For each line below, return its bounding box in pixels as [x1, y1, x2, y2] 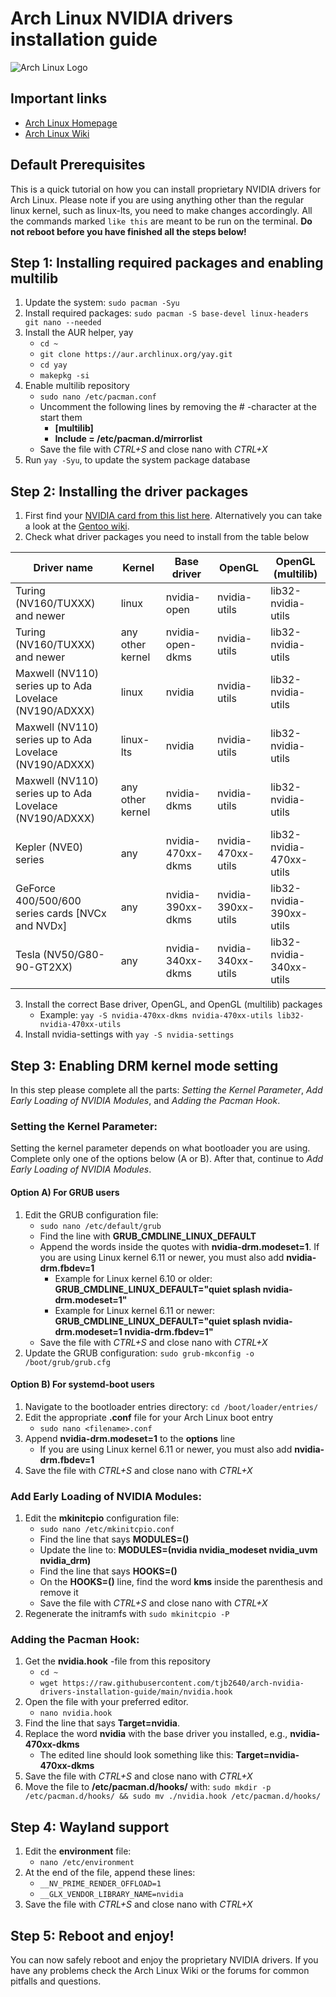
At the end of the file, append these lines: [24, 1867, 196, 1879]
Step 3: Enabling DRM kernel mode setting [10, 1057, 279, 1074]
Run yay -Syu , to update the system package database [24, 454, 251, 466]
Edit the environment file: [24, 1845, 132, 1857]
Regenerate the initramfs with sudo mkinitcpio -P [24, 1608, 230, 1619]
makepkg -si [39, 371, 90, 381]
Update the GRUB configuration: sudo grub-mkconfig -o [24, 1347, 255, 1359]
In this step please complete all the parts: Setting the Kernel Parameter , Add [10, 1084, 323, 1096]
